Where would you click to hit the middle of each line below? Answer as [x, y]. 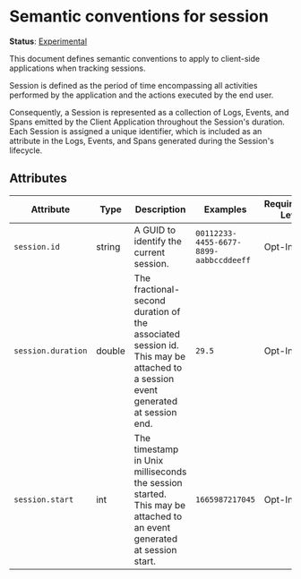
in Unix [149, 460]
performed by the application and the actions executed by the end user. [142, 95]
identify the [158, 241]
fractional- [157, 289]
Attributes [38, 179]
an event [152, 527]
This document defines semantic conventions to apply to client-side [135, 58]
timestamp [156, 449]
